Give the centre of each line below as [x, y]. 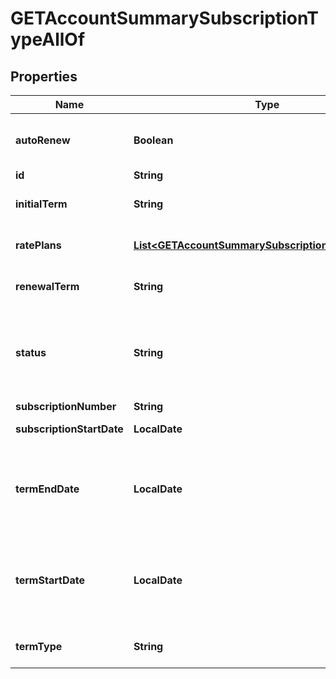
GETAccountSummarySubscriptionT [165, 18]
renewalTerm [47, 286]
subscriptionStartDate [69, 429]
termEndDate [47, 489]
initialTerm [41, 204]
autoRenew [43, 140]
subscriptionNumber [66, 406]
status [31, 352]
